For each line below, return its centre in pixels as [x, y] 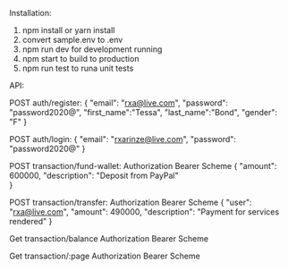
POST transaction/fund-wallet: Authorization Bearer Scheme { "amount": [143, 166]
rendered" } [31, 221]
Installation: [30, 13]
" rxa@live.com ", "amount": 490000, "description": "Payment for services [144, 212]
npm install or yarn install [68, 30]
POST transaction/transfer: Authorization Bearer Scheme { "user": [131, 202]
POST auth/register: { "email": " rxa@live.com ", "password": [119, 103]
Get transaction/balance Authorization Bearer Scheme [109, 239]
